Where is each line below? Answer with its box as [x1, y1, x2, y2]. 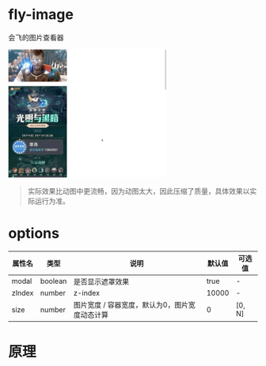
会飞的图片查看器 [8, 32, 64, 42]
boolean [40, 277, 67, 286]
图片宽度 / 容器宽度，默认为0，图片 [74, 300, 188, 310]
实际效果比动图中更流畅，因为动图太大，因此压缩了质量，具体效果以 [27, 186, 250, 195]
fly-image [8, 6, 74, 24]
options [8, 225, 59, 243]
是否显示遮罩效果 [74, 277, 130, 286]
